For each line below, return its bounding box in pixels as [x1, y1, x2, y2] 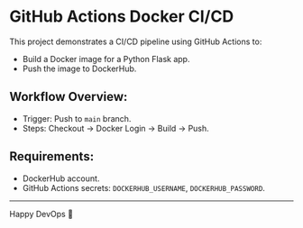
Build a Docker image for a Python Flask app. [22, 53, 190, 64]
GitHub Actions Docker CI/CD [9, 6, 234, 27]
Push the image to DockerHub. [22, 63, 137, 74]
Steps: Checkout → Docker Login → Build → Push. [22, 123, 209, 133]
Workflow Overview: [9, 89, 128, 105]
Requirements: [9, 149, 95, 164]
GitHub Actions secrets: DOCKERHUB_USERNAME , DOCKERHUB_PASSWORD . [22, 182, 266, 193]
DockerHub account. [22, 173, 100, 184]
